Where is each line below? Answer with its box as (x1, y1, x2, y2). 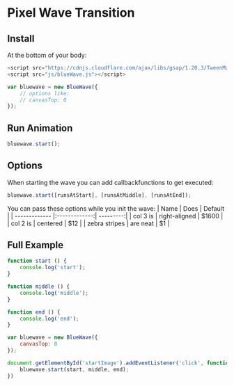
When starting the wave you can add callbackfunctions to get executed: (7, 178, 214, 186)
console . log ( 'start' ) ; (19, 264, 86, 271)
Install (7, 33, 35, 45)
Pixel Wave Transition (7, 5, 135, 21)
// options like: (19, 90, 70, 97)
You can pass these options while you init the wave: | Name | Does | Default (7, 204, 225, 213)
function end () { (7, 308, 61, 316)
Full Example (7, 239, 64, 251)
